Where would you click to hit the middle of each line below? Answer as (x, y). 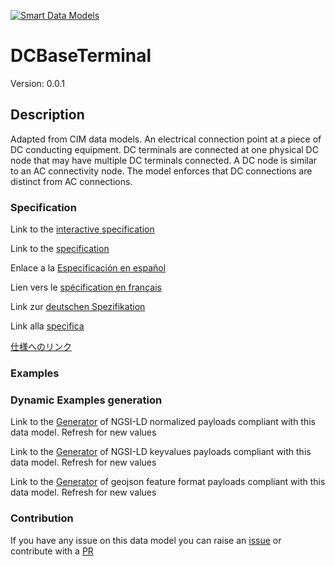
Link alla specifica (47, 326)
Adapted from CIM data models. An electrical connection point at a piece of (166, 139)
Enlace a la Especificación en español (88, 268)
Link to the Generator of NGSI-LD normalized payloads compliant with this (163, 422)
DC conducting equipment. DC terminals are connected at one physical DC (164, 149)
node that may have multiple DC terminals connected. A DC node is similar (164, 160)
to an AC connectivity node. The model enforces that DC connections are (161, 171)
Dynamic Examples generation (86, 400)
